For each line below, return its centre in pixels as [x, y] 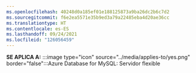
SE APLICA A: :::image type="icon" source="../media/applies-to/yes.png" [98, 57]
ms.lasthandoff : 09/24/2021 [42, 34]
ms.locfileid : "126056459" [40, 40]
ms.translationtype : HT [36, 23]
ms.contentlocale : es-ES [38, 29]
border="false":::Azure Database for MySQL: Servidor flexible [83, 63]
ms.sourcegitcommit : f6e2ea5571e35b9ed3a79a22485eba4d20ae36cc [88, 17]
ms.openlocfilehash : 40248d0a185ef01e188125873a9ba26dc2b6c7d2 [88, 12]
